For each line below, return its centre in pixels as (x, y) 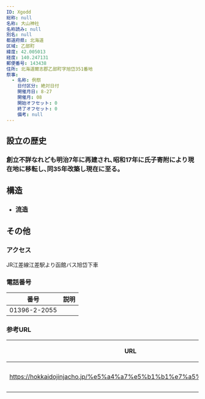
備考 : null (30, 114)
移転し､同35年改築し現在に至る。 (74, 169)
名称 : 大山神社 (23, 23)
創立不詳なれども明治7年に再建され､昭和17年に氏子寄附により (97, 160)
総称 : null (19, 18)
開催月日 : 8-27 (35, 92)
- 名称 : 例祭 (27, 80)
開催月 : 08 (30, 97)
